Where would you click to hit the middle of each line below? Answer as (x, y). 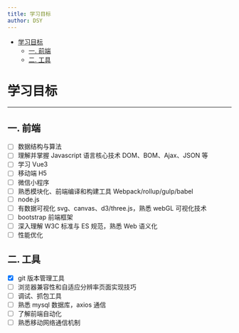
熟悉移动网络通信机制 (49, 323)
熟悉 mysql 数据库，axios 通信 (62, 305)
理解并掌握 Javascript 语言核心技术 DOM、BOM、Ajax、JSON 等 (113, 155)
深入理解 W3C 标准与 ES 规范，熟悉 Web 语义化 (87, 226)
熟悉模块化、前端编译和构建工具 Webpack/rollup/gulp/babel (105, 191)
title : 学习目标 (29, 14)
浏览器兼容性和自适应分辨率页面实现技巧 (77, 287)
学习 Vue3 (33, 164)
